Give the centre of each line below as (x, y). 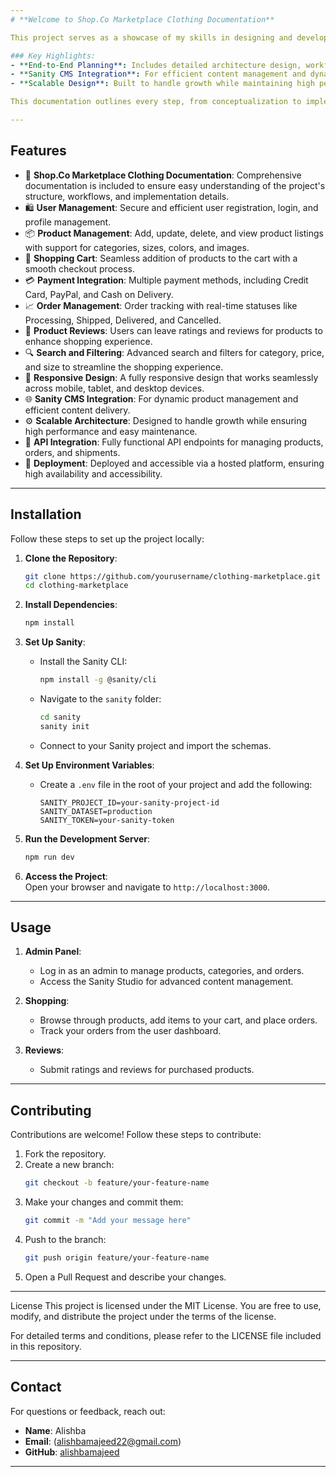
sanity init (64, 726)
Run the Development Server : (87, 838)
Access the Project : (66, 876)
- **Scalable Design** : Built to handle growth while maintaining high (162, 84)
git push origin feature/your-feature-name (117, 1258)
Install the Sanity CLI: (83, 662)
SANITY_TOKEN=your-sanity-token (107, 820)
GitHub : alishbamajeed (72, 1452)
